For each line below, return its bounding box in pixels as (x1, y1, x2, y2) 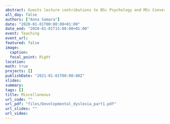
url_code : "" (5, 97, 33, 102)
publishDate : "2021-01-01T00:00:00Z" (5, 73, 85, 78)
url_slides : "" (5, 106, 37, 111)
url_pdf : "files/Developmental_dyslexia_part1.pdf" (5, 102, 116, 107)
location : (5, 59, 26, 64)
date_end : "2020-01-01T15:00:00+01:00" (5, 26, 90, 31)
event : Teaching (5, 31, 39, 36)
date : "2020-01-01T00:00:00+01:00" (5, 21, 80, 27)
